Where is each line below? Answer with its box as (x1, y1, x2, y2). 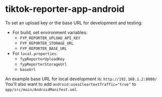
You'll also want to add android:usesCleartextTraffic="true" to (5, 81, 137, 87)
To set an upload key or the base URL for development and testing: (5, 20, 143, 26)
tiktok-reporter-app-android (5, 3, 125, 15)
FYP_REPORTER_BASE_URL (19, 46, 67, 51)
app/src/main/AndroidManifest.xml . (5, 86, 78, 92)
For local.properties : (12, 50, 58, 56)
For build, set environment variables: (12, 29, 88, 35)
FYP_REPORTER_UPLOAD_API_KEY (19, 36, 81, 41)
